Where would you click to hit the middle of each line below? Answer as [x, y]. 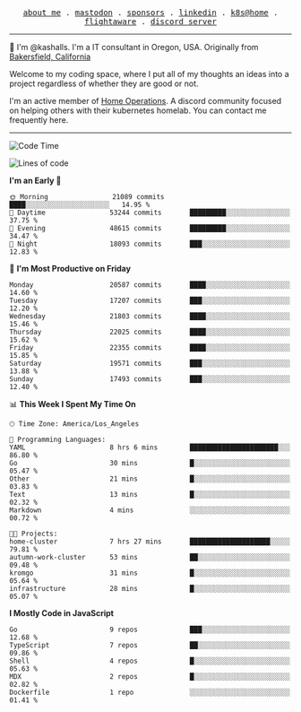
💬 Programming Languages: [57, 439]
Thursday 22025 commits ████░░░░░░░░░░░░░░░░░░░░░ [150, 332]
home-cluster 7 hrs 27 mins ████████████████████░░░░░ [150, 542]
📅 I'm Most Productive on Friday [70, 269]
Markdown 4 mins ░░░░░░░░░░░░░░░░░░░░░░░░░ [150, 510]
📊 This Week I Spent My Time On [73, 404]
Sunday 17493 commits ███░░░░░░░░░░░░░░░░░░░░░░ [150, 379]
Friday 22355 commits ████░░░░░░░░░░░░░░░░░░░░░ [150, 348]
